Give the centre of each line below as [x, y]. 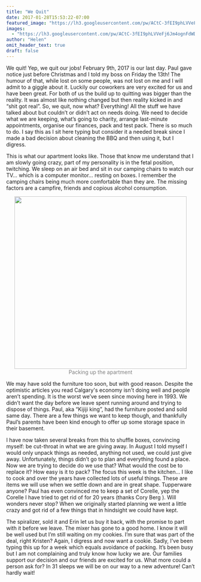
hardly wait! [21, 572]
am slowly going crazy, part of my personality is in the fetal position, [90, 162]
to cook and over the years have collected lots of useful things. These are [97, 478]
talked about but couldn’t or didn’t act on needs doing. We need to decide [97, 112]
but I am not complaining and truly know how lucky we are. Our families [94, 553]
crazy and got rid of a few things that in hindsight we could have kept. [92, 510]
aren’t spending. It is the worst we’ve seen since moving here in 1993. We [97, 396]
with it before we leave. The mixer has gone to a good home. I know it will [97, 528]
